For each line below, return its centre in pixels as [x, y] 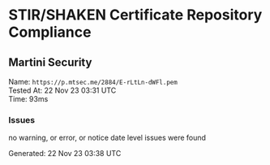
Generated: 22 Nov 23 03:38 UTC [65, 154]
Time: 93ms [28, 99]
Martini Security [50, 62]
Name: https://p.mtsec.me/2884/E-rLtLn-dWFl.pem [93, 82]
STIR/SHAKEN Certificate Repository [135, 15]
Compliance [50, 32]
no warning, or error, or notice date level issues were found [107, 138]
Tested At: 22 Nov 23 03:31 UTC [62, 90]
